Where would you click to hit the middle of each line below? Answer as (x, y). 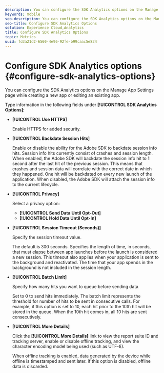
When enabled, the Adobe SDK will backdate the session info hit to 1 (81, 158)
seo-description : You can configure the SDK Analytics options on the (78, 19)
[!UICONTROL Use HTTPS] (40, 119)
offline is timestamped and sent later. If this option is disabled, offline (81, 361)
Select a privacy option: (36, 203)
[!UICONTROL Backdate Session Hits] (51, 138)
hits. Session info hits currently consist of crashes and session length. (82, 153)
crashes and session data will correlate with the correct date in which (82, 169)
